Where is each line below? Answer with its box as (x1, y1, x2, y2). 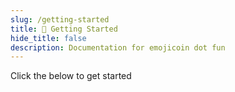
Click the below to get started (10, 70, 132, 82)
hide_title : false (10, 33, 87, 43)
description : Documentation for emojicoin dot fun (10, 42, 226, 53)
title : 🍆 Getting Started (10, 24, 118, 34)
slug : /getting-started (10, 14, 110, 25)
